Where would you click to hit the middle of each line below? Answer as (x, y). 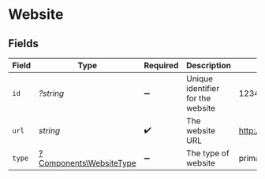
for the (199, 98)
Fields (24, 44)
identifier (203, 88)
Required (161, 66)
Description (209, 66)
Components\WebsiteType (87, 163)
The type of (208, 153)
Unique (200, 79)
